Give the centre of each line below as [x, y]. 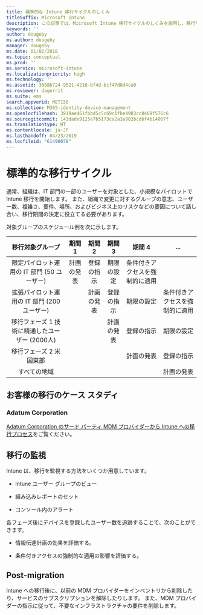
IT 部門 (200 [43, 301]
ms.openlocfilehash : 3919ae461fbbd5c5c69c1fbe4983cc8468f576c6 [88, 113]
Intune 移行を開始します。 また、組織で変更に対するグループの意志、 [92, 199]
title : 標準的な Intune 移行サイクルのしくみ [58, 12]
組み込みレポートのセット [47, 497]
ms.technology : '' [29, 79]
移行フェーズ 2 [32, 351]
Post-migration [35, 575]
